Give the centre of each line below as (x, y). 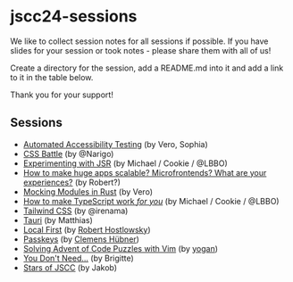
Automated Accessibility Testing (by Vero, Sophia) (115, 144)
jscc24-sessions (74, 17)
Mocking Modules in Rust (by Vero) (88, 191)
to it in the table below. (52, 77)
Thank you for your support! (62, 95)
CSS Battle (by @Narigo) (68, 153)
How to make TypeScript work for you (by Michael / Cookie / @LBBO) (151, 201)
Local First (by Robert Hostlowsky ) (87, 229)
